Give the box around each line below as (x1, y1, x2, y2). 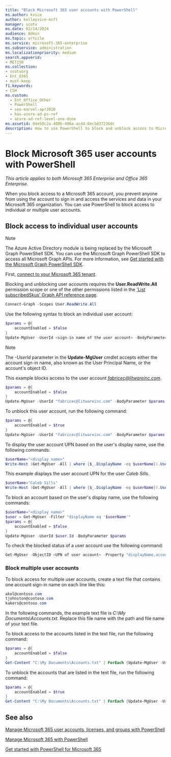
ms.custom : (5, 93, 28, 98)
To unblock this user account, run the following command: (5, 408, 127, 414)
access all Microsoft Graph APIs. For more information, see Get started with (5, 256, 164, 262)
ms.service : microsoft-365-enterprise (5, 41, 88, 46)
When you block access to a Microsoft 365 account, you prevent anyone (5, 191, 158, 197)
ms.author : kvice (5, 12, 42, 17)
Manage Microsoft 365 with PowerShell (5, 736, 88, 742)
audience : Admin (5, 31, 40, 36)
